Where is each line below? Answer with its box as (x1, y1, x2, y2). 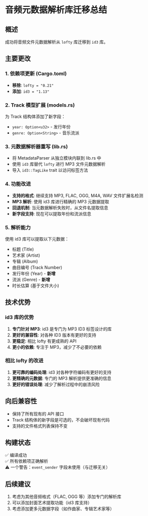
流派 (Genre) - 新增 (12, 276, 50, 282)
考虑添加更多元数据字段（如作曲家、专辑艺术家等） (12, 506, 115, 512)
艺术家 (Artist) (12, 252, 40, 258)
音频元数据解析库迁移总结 (5, 4, 108, 16)
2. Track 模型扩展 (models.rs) (5, 101, 75, 108)
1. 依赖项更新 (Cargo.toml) (5, 70, 67, 77)
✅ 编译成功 (5, 452, 27, 458)
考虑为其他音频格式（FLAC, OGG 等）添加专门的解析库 (12, 494, 121, 500)
